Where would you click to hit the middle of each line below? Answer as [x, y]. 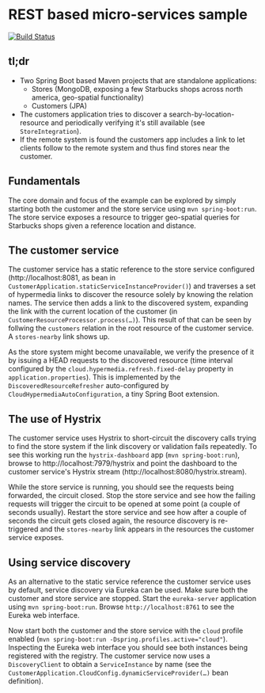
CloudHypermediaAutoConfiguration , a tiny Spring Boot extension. [114, 394]
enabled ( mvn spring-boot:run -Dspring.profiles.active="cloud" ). [118, 639]
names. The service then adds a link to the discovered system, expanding [129, 303]
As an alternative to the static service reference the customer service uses [130, 581]
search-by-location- [202, 114]
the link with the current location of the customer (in [93, 311]
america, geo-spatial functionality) [88, 97]
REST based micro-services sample [128, 15]
